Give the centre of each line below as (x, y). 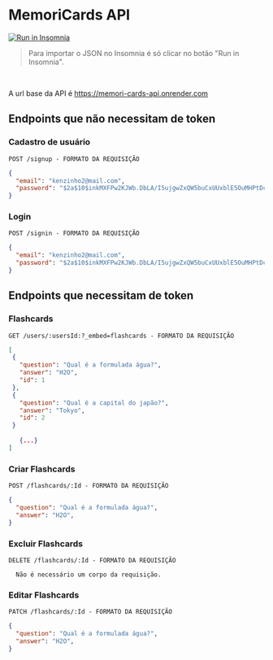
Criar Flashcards (42, 469)
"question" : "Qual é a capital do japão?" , (94, 403)
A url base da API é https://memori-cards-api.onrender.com (108, 93)
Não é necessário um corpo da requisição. (89, 575)
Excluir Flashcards (46, 544)
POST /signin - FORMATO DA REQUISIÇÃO (74, 233)
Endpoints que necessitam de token (101, 295)
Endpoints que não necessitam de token (112, 119)
